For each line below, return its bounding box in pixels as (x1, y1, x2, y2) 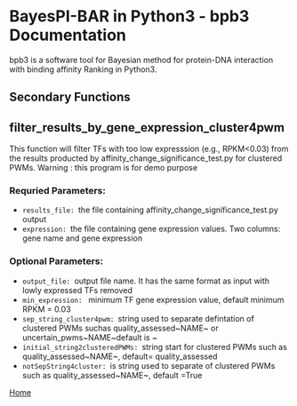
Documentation (9, 25, 127, 45)
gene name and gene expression (21, 233, 143, 243)
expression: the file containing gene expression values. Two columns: (21, 224, 281, 235)
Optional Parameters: (9, 255, 104, 267)
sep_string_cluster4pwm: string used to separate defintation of (21, 313, 255, 323)
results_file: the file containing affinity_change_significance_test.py (21, 204, 278, 215)
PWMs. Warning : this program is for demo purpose (9, 163, 198, 173)
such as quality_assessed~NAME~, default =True (21, 370, 203, 380)
